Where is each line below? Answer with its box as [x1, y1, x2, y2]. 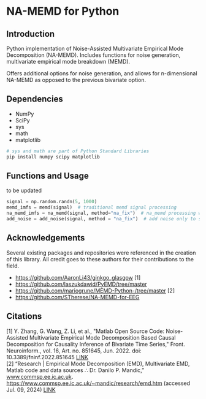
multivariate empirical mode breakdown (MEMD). [6, 58, 131, 65]
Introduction [6, 29, 55, 39]
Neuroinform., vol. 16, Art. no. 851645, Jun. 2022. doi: [6, 347, 142, 354]
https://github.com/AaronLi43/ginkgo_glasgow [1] [15, 274, 141, 281]
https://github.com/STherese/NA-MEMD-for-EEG [15, 293, 140, 300]
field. [6, 262, 20, 269]
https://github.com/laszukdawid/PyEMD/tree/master [15, 280, 147, 288]
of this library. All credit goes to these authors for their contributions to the [6, 255, 194, 263]
